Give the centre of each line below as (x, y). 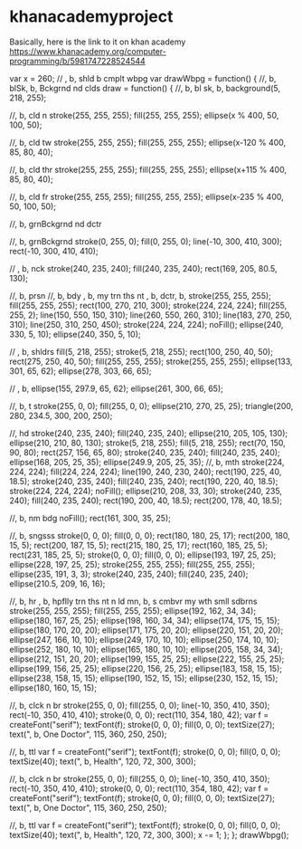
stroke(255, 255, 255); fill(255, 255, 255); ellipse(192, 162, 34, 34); (132, 611)
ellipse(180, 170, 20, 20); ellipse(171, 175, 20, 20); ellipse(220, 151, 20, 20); (146, 630)
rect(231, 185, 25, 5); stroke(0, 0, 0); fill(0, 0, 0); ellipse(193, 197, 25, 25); (143, 555)
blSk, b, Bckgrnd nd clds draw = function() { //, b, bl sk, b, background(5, (145, 88)
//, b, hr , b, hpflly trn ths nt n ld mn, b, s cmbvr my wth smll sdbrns (133, 601)
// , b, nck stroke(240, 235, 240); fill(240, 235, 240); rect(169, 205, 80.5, (143, 268)
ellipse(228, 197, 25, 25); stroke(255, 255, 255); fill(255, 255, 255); (132, 564)
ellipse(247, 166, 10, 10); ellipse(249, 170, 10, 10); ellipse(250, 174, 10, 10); (144, 639)
